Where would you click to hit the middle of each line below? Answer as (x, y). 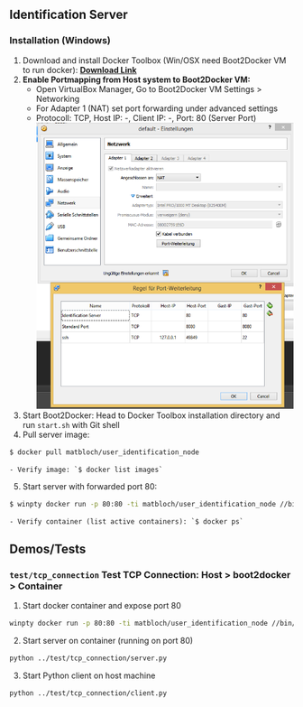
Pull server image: (56, 434)
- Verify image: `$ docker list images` (87, 470)
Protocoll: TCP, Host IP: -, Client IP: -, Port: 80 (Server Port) (146, 117)
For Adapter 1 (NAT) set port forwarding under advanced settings (156, 108)
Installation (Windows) (60, 41)
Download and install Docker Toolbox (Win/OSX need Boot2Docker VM (154, 60)
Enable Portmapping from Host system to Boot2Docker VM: (136, 79)
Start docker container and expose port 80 (102, 606)
